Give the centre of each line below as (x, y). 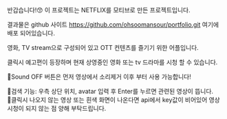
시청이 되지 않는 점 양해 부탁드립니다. (57, 108)
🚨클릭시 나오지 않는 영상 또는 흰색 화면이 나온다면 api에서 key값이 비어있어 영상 (113, 100)
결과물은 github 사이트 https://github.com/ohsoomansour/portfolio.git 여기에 (113, 25)
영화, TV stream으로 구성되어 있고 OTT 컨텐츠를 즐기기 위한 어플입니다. (103, 48)
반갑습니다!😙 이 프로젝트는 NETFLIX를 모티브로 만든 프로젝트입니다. (99, 10)
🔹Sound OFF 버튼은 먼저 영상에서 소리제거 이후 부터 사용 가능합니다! (99, 77)
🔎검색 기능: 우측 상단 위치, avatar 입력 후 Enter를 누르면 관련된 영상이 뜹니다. (110, 91)
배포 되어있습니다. (31, 33)
